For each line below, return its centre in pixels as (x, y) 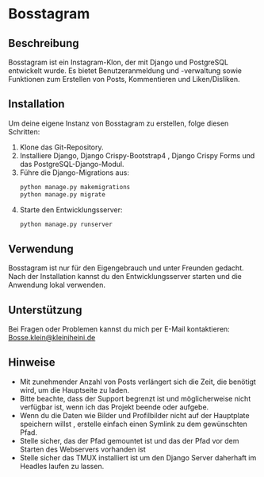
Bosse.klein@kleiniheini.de (52, 338)
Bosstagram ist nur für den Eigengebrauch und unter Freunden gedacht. (126, 268)
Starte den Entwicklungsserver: (71, 209)
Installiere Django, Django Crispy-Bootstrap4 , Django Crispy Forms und (137, 155)
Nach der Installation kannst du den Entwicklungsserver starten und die (125, 277)
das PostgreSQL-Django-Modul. (72, 164)
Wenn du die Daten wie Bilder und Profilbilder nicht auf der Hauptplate (134, 415)
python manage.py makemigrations (75, 187)
